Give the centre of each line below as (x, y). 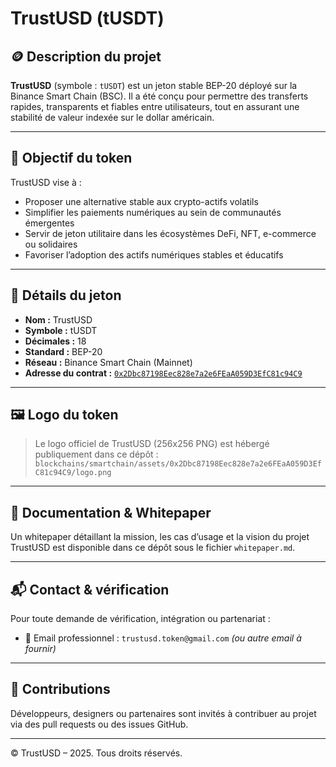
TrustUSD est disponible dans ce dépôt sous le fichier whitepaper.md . (153, 548)
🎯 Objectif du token (71, 158)
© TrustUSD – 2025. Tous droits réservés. (96, 753)
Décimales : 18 (55, 341)
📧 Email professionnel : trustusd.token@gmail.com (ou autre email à (163, 638)
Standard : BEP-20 (63, 351)
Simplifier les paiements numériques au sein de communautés (153, 212)
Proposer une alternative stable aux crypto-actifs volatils (141, 201)
